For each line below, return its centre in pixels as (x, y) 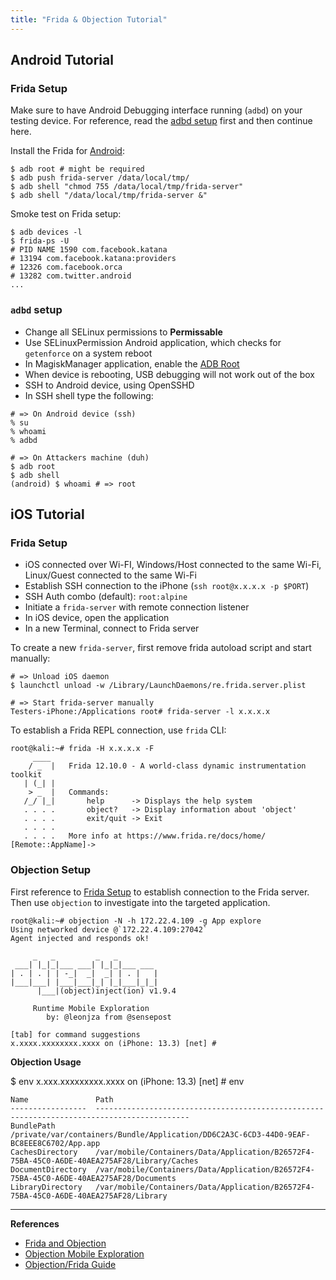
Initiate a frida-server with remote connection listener (137, 607)
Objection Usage (46, 1062)
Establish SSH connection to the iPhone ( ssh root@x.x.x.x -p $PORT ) (167, 586)
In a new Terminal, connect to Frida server (112, 628)
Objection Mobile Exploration (84, 1253)
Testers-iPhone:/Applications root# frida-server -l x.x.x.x (140, 712)
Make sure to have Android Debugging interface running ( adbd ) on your (156, 110)
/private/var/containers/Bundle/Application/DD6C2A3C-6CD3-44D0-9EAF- (160, 1134)
